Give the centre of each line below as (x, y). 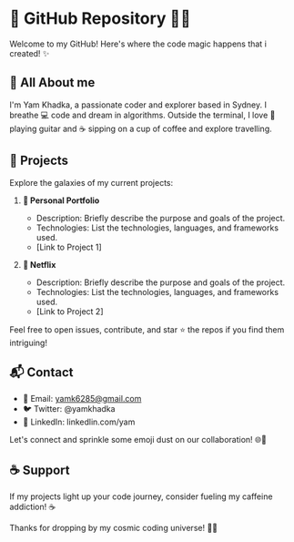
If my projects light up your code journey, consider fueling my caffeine (141, 496)
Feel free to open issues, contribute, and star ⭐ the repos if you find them (147, 329)
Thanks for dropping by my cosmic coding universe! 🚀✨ (114, 528)
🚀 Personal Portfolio (61, 200)
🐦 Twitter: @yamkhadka (69, 409)
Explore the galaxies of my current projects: (91, 182)
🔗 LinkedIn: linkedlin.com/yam (79, 422)
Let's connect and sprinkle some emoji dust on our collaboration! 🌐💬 (138, 440)
